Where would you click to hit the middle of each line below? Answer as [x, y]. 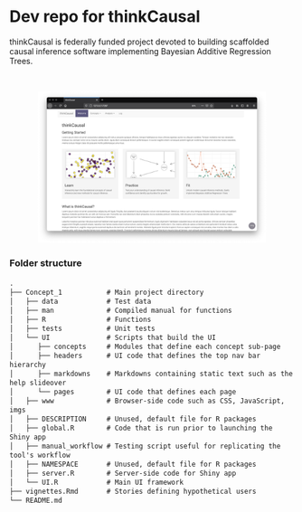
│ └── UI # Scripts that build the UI [113, 337]
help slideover [38, 383]
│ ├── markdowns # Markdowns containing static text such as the [151, 374]
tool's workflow [40, 455]
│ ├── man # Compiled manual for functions [121, 310]
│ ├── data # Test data [80, 301]
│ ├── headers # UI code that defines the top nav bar [135, 356]
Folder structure [46, 263]
